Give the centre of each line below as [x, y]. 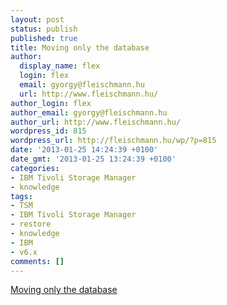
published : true [44, 38]
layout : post [37, 19]
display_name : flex [60, 66]
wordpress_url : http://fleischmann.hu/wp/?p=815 [113, 141]
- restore [31, 224]
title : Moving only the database [80, 47]
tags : [21, 196]
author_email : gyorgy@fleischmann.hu [89, 112]
